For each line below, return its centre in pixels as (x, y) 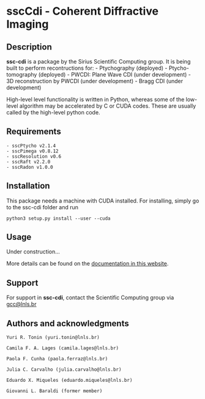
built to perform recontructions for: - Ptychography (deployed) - (87, 68)
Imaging (28, 24)
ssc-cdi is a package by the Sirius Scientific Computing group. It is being (99, 62)
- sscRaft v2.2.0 (28, 162)
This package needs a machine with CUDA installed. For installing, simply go (103, 201)
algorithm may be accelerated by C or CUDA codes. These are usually (108, 106)
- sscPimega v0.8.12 (33, 151)
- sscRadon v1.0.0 (30, 167)
